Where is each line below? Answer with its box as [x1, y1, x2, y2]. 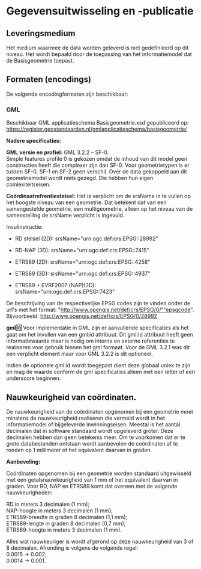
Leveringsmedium [6, 28, 76, 39]
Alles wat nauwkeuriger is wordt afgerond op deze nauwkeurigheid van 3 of [6, 538, 194, 545]
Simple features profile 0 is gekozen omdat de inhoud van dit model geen [6, 155, 188, 163]
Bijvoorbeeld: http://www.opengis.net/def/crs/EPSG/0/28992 [6, 312, 158, 320]
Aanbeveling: [6, 458, 41, 465]
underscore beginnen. [6, 375, 61, 382]
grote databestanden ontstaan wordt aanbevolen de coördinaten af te [6, 440, 178, 447]
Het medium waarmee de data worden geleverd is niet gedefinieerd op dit [6, 44, 189, 51]
